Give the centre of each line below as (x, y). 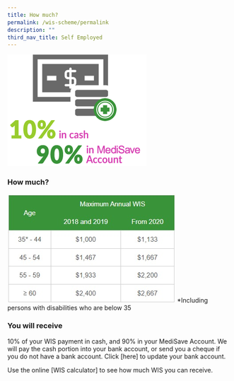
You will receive (35, 326)
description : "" (31, 30)
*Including (192, 300)
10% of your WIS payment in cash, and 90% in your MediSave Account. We (117, 341)
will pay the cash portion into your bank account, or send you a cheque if (114, 348)
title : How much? (33, 15)
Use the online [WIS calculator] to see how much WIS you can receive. (110, 370)
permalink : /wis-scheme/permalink (58, 22)
